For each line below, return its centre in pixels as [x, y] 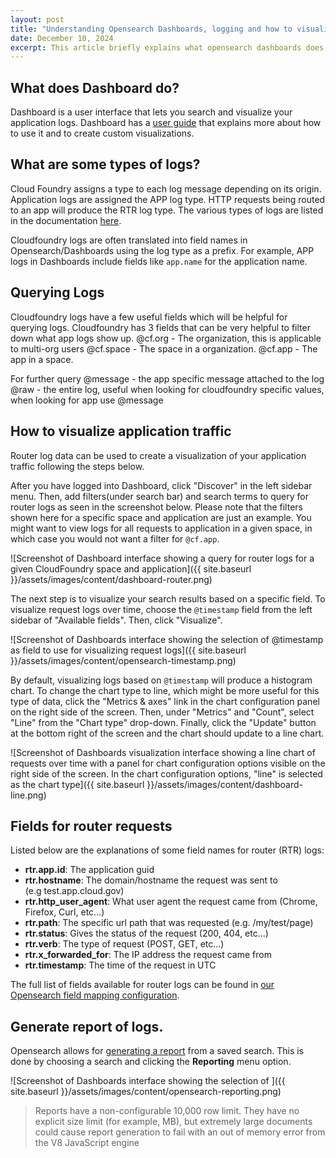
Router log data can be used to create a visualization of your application [158, 455]
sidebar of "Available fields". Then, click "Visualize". [116, 620]
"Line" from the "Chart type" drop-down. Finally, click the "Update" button [163, 722]
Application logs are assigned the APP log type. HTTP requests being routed [168, 199]
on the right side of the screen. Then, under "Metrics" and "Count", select [162, 712]
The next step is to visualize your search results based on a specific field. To [168, 598]
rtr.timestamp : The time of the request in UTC [120, 965]
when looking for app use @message [87, 400]
